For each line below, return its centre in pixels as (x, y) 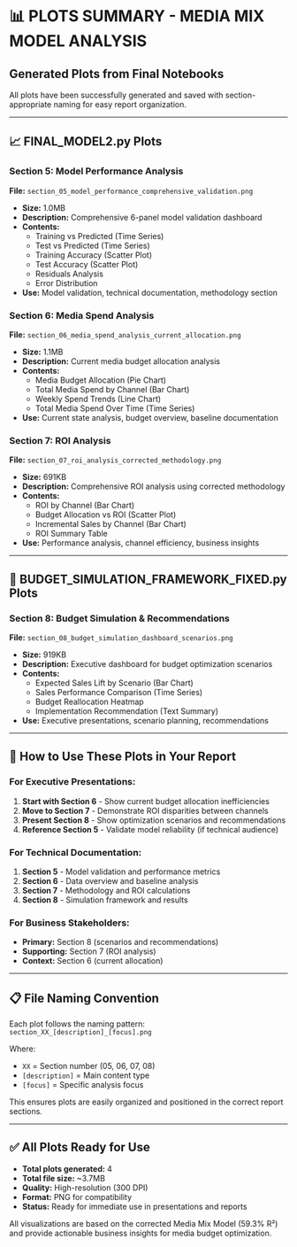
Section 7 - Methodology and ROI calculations (106, 890)
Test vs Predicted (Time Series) (92, 245)
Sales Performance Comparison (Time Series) (119, 692)
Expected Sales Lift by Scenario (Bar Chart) (114, 683)
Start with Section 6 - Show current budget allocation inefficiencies (145, 801)
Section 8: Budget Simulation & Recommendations (119, 618)
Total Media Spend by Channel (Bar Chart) (112, 389)
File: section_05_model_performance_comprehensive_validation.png (131, 190)
